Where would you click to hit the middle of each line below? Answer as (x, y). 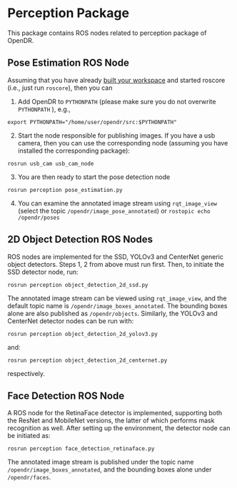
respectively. (26, 373)
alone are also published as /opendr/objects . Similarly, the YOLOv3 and (112, 313)
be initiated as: (29, 436)
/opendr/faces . (29, 477)
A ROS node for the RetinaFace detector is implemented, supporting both (115, 413)
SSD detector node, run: (43, 272)
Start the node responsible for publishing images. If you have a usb (116, 135)
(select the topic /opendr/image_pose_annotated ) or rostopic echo (114, 210)
